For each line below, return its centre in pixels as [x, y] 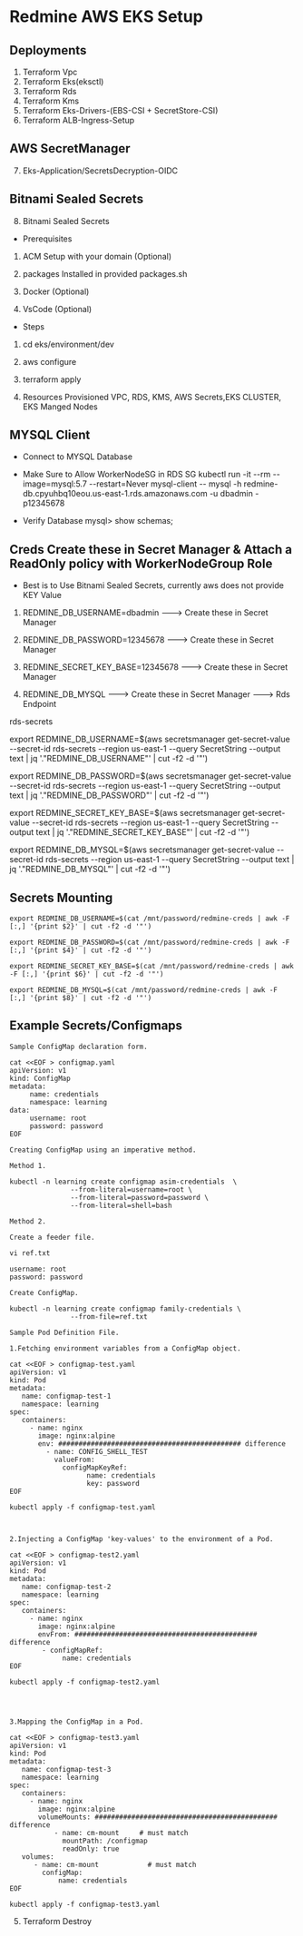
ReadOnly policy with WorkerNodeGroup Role [141, 563]
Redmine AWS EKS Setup [107, 17]
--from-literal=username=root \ [132, 1189]
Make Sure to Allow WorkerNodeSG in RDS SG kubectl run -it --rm [147, 475]
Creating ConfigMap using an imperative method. [103, 1150]
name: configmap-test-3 [66, 1769]
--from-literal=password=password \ [139, 1197]
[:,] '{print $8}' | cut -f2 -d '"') [81, 998]
